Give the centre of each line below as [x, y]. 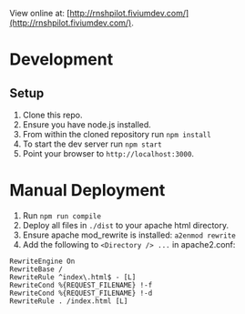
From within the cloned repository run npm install [117, 134]
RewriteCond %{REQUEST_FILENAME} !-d [81, 293]
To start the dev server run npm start [92, 144]
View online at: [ [40, 13]
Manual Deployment [87, 191]
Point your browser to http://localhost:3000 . [108, 153]
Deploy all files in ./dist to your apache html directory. [126, 225]
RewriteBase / [36, 269]
